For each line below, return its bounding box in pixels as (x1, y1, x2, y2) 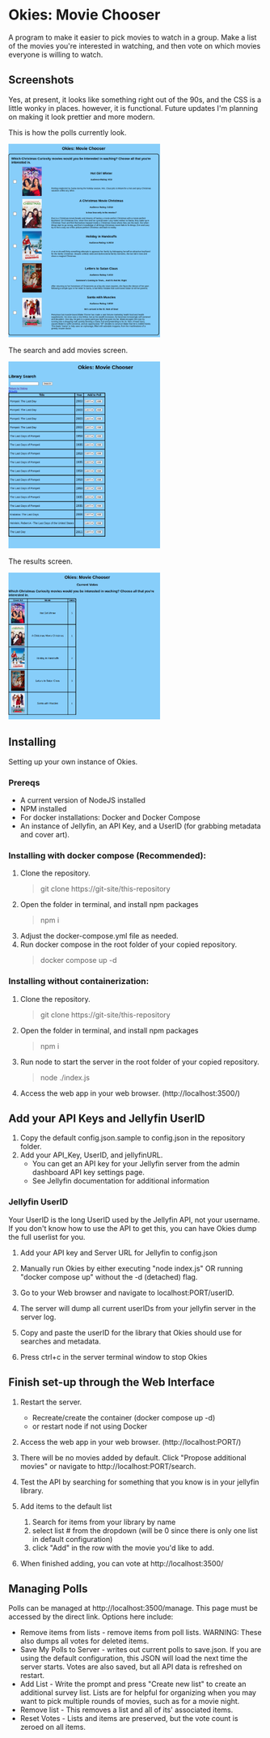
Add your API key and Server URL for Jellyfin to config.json (19, 1247, 218, 1257)
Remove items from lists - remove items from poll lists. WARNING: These (19, 1628, 262, 1638)
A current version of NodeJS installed (19, 795, 146, 805)
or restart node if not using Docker (32, 1421, 148, 1431)
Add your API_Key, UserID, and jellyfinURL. (19, 1150, 163, 1160)
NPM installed (19, 804, 67, 814)
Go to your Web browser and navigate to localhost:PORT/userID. (19, 1288, 234, 1297)
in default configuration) (32, 1534, 113, 1544)
